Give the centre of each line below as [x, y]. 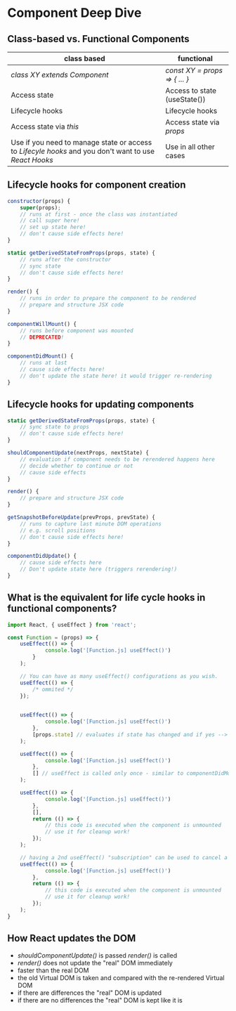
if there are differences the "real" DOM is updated [90, 993]
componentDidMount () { [40, 356]
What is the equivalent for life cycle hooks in [106, 598]
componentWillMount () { [42, 324]
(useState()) [185, 99]
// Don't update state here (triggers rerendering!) [99, 569]
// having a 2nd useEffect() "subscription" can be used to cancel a [124, 857]
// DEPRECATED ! [42, 337]
